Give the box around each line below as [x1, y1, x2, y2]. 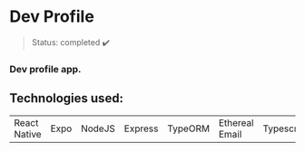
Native [14, 128, 43, 140]
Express [123, 122, 159, 135]
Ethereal [218, 116, 254, 128]
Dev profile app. [9, 62, 82, 75]
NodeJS [80, 122, 116, 135]
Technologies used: [9, 90, 124, 106]
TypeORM [167, 122, 211, 135]
